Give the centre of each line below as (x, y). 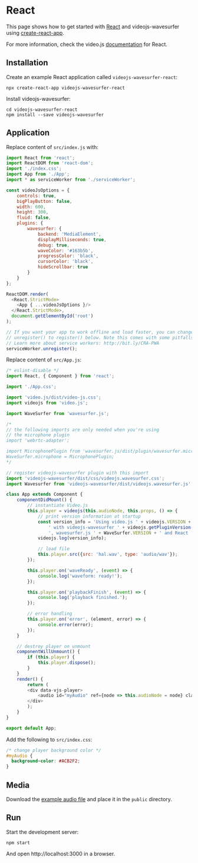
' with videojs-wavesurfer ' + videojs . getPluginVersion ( (121, 527)
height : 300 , (33, 212)
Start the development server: (42, 832)
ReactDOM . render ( (27, 294)
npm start (18, 843)
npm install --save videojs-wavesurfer (55, 115)
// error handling (50, 614)
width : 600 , (31, 207)
